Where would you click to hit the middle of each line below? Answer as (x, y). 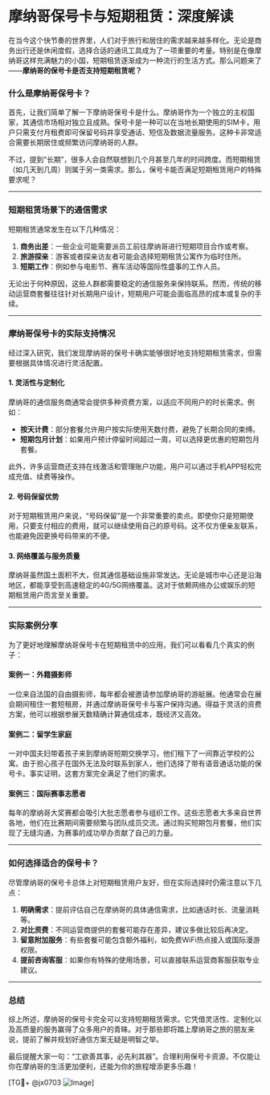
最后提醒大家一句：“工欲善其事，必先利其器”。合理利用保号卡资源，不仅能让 (135, 1056)
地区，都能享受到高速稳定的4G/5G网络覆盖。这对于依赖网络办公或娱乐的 (129, 585)
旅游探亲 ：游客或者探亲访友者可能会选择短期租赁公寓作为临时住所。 (133, 256)
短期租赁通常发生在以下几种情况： (65, 229)
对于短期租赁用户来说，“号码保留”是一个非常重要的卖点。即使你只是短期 (128, 516)
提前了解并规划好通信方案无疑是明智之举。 (92, 1039)
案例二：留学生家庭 (40, 734)
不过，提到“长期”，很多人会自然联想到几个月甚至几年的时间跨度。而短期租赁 (135, 160)
